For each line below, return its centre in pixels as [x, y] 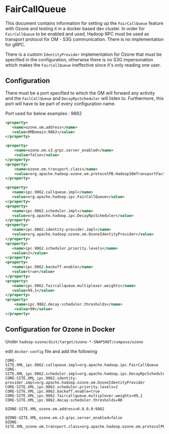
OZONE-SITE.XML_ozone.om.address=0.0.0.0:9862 [55, 409]
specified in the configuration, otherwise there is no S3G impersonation [79, 59]
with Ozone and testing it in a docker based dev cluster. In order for [75, 28]
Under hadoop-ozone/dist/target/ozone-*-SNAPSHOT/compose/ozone [74, 341]
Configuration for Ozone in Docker [60, 330]
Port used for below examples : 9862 [44, 113]
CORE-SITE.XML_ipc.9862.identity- [41, 378]
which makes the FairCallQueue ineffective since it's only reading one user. [83, 65]
